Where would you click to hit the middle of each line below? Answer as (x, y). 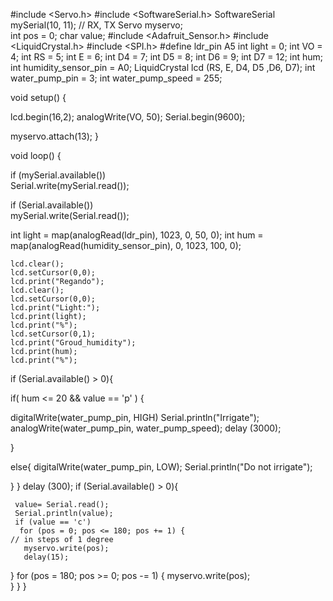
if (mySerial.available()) (58, 175)
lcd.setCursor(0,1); (53, 334)
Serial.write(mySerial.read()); (70, 185)
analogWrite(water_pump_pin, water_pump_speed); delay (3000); (146, 428)
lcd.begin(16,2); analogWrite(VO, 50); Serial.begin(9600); (128, 117)
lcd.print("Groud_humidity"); (73, 343)
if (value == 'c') (53, 522)
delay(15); (46, 557)
